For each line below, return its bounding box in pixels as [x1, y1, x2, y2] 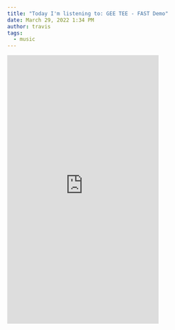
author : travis [7, 23, 51, 30]
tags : [7, 29, 23, 37]
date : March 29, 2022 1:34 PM [7, 17, 95, 24]
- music [13, 36, 36, 43]
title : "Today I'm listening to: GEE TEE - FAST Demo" [7, 10, 169, 17]
